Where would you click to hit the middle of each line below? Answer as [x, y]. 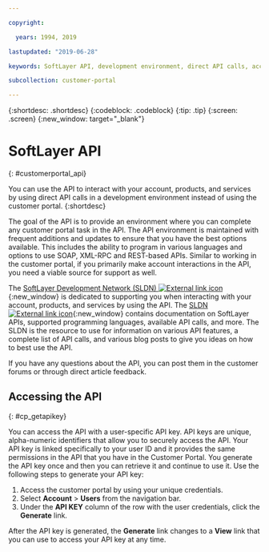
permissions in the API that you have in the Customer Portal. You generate [130, 457]
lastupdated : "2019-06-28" [53, 52]
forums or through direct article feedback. [77, 372]
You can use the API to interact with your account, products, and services [130, 189]
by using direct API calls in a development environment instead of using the [133, 198]
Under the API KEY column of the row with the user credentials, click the [140, 506]
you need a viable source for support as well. [83, 272]
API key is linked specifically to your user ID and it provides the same [122, 449]
